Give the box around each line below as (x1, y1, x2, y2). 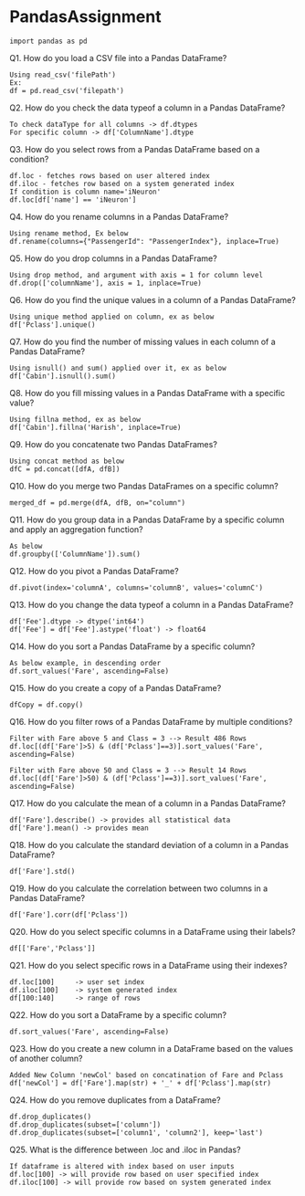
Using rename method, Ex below (9, 228, 129, 238)
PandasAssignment (9, 6, 162, 27)
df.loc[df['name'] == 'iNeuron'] (9, 194, 137, 205)
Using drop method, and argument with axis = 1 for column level (9, 270, 263, 279)
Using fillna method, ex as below (9, 414, 142, 424)
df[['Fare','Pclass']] (9, 943, 96, 953)
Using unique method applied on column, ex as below (9, 312, 215, 321)
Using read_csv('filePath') (9, 70, 117, 79)
